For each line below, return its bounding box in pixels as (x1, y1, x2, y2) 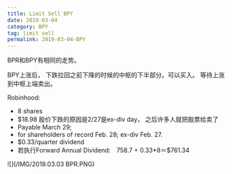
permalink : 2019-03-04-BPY (7, 36, 86, 43)
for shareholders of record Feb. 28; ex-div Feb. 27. (17, 130, 163, 139)
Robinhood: (7, 93, 41, 102)
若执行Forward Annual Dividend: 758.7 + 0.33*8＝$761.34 (17, 146, 190, 155)
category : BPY (7, 23, 49, 30)
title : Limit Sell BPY (7, 10, 73, 17)
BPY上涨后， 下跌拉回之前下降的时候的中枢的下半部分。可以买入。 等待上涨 (7, 71, 225, 79)
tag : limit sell (7, 29, 55, 37)
